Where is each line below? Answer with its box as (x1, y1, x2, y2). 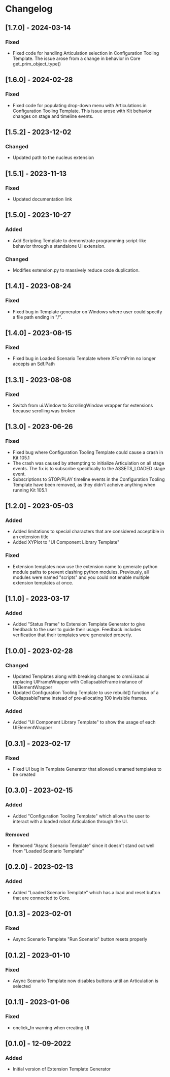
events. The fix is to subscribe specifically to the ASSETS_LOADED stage (12, 465, 165, 471)
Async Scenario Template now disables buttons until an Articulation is (12, 978, 159, 984)
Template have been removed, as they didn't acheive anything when (12, 481, 156, 487)
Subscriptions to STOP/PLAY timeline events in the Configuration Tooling (12, 476, 165, 482)
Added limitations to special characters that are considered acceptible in (12, 529, 164, 535)
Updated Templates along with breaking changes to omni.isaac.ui (12, 673, 150, 679)
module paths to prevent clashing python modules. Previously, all (12, 569, 149, 575)
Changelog (5, 3, 53, 15)
